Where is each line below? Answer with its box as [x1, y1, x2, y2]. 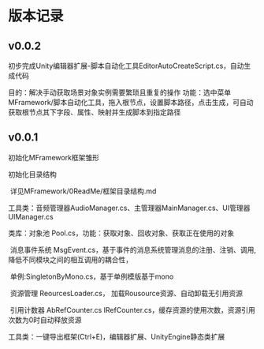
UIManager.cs [8, 212, 54, 221]
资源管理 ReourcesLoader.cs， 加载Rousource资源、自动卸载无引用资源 [9, 288, 243, 298]
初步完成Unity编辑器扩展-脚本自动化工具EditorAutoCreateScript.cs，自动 [8, 61, 244, 70]
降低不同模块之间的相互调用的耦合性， [8, 254, 132, 265]
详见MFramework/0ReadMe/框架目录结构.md [9, 186, 157, 196]
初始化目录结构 [8, 169, 57, 178]
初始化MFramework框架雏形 [8, 152, 100, 162]
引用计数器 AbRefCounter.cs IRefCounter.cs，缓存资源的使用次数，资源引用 [9, 305, 256, 314]
